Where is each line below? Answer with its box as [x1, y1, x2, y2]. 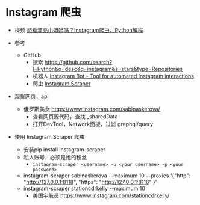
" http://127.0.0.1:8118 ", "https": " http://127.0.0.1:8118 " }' [23, 178, 157, 185]
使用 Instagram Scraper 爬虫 [14, 133, 85, 140]
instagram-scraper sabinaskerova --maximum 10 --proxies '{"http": [23, 172, 191, 179]
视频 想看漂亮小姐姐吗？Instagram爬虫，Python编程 [14, 26, 143, 34]
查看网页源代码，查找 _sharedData [32, 112, 118, 120]
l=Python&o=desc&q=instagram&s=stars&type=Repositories [32, 65, 183, 72]
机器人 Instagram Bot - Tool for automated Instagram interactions [32, 72, 194, 79]
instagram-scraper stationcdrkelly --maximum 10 [23, 185, 146, 192]
